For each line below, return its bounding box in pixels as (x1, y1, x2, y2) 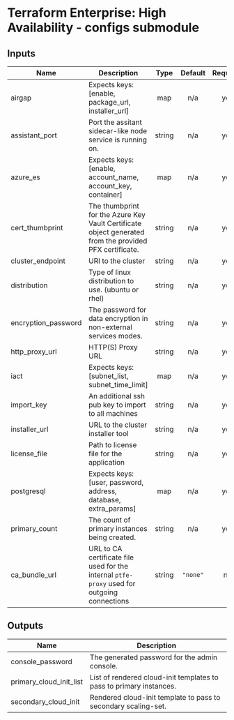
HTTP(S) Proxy (88, 343, 138, 352)
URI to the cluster (88, 256, 146, 266)
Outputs (7, 620, 44, 632)
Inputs (7, 47, 36, 59)
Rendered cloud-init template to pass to (89, 692, 221, 702)
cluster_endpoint (10, 256, 66, 266)
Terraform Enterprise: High (7, 5, 167, 21)
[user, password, (88, 478, 144, 487)
